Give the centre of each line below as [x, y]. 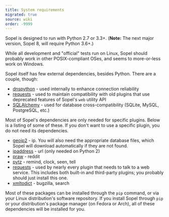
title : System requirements [35, 10]
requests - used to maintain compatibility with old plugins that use [81, 94]
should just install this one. [40, 178]
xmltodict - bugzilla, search [41, 183]
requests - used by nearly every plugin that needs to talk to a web [81, 167]
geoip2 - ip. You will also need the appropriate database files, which [83, 140]
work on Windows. [25, 64]
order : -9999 [19, 24]
